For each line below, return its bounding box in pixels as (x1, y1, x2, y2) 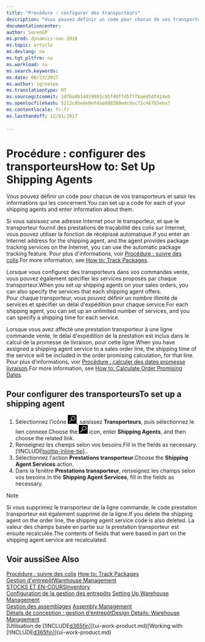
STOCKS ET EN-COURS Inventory (6, 583, 90, 591)
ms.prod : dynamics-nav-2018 (6, 35, 78, 42)
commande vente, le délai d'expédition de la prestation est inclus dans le (6, 332, 189, 339)
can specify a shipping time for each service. (6, 314, 120, 321)
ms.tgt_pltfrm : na (6, 55, 53, 61)
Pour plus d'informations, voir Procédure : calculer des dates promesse (6, 358, 185, 366)
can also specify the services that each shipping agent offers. (6, 288, 162, 295)
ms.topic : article (6, 42, 53, 48)
